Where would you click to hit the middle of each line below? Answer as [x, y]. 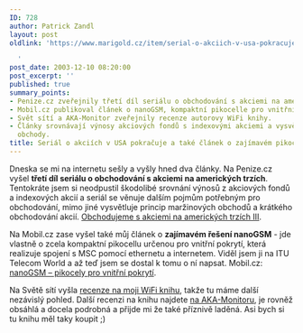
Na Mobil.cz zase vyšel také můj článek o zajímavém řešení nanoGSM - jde [150, 234]
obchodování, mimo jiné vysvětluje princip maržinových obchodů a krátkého [151, 207]
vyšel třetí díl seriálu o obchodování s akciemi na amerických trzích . [139, 178]
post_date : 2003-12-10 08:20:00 [70, 68]
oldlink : [26, 43]
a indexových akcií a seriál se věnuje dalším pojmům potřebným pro [135, 197]
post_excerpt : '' [42, 76]
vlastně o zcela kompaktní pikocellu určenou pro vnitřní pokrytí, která [138, 244]
